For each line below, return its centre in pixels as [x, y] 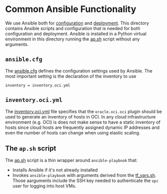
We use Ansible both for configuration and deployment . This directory [77, 23]
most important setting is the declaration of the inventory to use [71, 76]
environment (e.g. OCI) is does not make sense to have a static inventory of [83, 122]
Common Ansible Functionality [71, 9]
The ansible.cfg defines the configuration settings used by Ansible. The [79, 70]
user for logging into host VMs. [44, 186]
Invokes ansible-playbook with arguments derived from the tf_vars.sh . [84, 175]
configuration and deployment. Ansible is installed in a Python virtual [76, 33]
